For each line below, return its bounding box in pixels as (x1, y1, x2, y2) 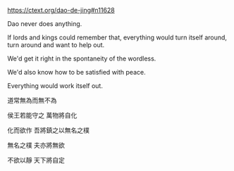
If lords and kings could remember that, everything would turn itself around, (7, 33, 228, 42)
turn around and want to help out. (7, 41, 105, 49)
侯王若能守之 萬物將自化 (7, 111, 78, 119)
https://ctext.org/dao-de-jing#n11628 (7, 6, 115, 14)
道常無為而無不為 (7, 96, 57, 104)
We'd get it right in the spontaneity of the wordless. (7, 54, 156, 63)
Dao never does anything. (7, 20, 82, 27)
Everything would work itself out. (7, 82, 104, 90)
